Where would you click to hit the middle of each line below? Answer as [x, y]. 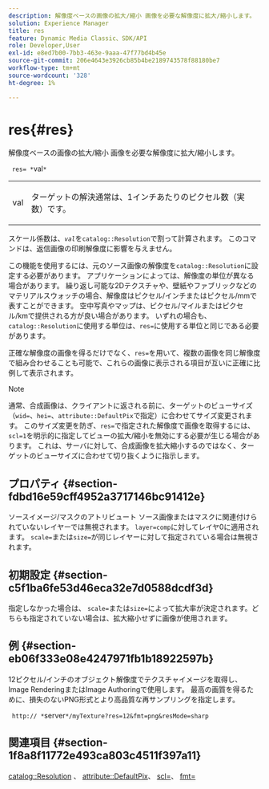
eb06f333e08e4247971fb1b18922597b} [111, 659]
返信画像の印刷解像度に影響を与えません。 [106, 249]
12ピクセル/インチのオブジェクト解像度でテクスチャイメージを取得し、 [125, 679]
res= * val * [29, 169]
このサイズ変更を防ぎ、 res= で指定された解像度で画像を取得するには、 [139, 425]
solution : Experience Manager [59, 23]
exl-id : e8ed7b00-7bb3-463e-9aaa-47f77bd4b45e [87, 53]
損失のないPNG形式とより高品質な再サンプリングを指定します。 [134, 699]
